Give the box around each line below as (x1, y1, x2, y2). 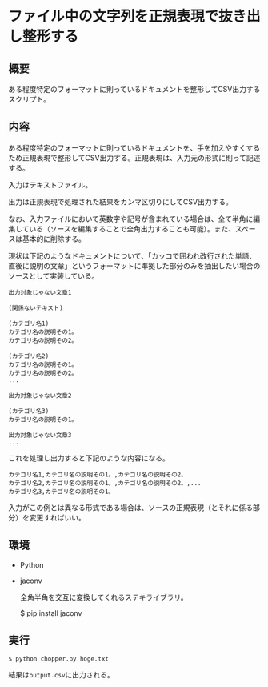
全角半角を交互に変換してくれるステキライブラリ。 (19, 592, 188, 601)
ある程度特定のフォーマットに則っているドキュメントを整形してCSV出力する (8, 85, 261, 94)
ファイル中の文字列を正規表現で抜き (8, 7, 247, 26)
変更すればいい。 (29, 512, 86, 522)
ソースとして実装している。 (8, 271, 99, 280)
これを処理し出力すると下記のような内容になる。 (8, 453, 170, 463)
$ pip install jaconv (19, 608, 82, 617)
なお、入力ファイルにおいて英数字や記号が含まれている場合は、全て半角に (8, 214, 254, 223)
